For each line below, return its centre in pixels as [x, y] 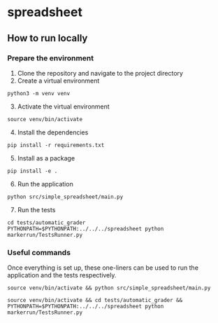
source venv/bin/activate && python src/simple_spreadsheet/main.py [109, 288]
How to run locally [48, 38]
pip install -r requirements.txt [56, 145]
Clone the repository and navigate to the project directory [100, 73]
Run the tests [36, 209]
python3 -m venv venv [39, 93]
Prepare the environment [51, 58]
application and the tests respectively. [62, 275]
